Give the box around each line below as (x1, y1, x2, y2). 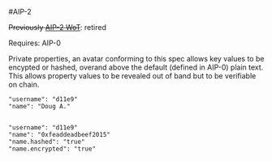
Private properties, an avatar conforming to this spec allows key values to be (8, 54, 265, 63)
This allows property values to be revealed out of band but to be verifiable (8, 71, 257, 80)
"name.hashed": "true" (8, 138, 85, 146)
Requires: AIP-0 (8, 38, 61, 48)
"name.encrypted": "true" (8, 145, 96, 153)
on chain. (8, 80, 40, 89)
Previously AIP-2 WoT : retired (8, 23, 107, 32)
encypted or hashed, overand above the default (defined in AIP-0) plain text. (8, 62, 264, 72)
